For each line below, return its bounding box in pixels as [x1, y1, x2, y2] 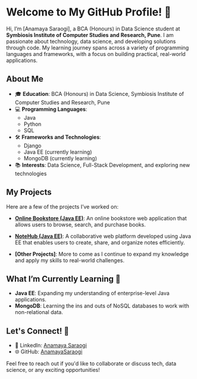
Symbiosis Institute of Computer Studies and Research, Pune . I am [6, 31, 174, 38]
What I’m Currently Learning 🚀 [6, 274, 121, 284]
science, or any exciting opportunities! [6, 366, 100, 374]
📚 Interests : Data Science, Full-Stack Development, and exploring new [14, 161, 190, 169]
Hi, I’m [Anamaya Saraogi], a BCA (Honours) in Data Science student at [6, 25, 180, 32]
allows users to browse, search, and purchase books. [14, 220, 146, 228]
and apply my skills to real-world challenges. [14, 256, 125, 264]
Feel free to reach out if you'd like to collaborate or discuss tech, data [6, 360, 177, 367]
